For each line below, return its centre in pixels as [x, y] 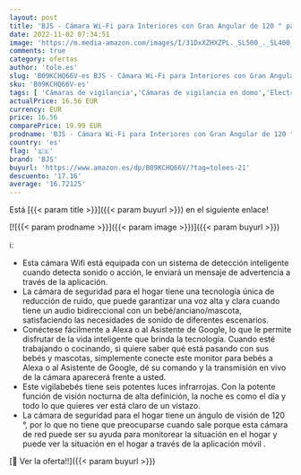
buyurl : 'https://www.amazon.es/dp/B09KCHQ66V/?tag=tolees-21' [130, 168]
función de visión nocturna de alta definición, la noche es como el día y [154, 396]
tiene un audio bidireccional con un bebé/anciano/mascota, [132, 311]
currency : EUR [36, 109]
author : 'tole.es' [43, 68]
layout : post [34, 17]
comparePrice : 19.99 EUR [56, 126]
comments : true [38, 51]
